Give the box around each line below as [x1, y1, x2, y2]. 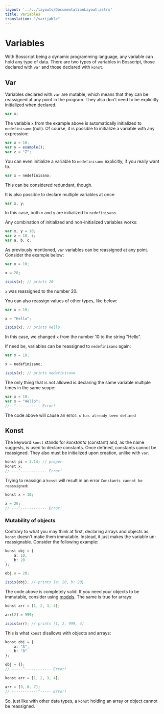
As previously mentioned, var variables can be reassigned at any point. [5, 247, 148, 253]
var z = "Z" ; [5, 149, 32, 154]
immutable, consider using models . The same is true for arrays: [5, 594, 133, 600]
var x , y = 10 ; [5, 229, 36, 234]
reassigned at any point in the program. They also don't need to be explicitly [5, 97, 159, 103]
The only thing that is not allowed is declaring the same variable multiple [5, 379, 151, 385]
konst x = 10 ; [5, 492, 34, 497]
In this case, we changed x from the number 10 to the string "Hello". [5, 334, 141, 340]
